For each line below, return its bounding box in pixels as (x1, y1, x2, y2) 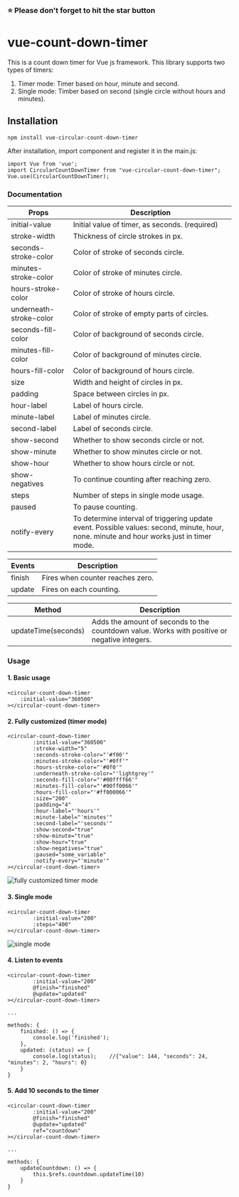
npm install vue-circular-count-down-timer (7, 134, 139, 141)
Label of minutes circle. (73, 412, 152, 422)
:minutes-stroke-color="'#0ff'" (33, 757, 129, 765)
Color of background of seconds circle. (73, 329, 204, 339)
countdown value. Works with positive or (91, 626, 228, 636)
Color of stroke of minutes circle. (73, 267, 183, 277)
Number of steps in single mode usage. (73, 490, 204, 500)
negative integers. (91, 634, 152, 644)
